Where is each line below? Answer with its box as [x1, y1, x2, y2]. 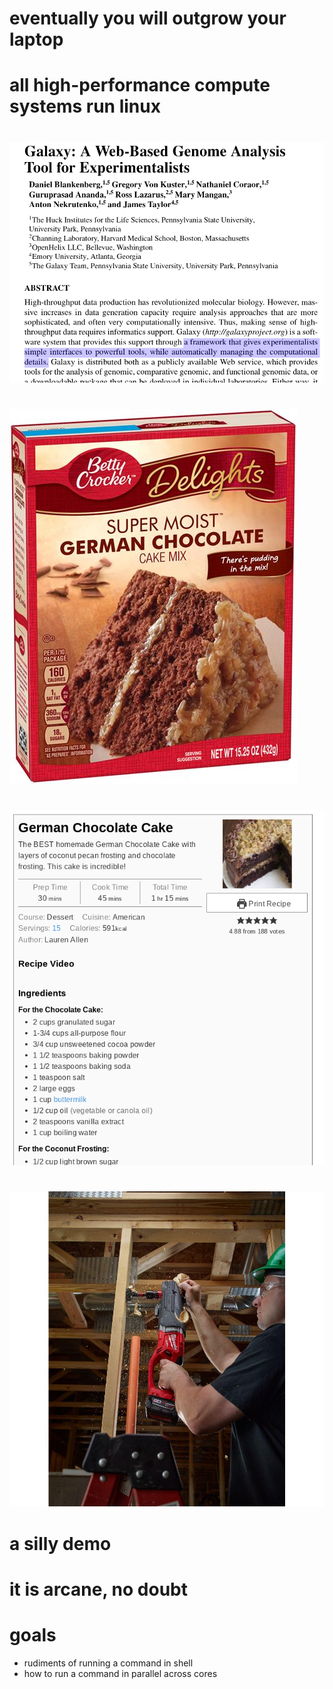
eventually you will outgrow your [9, 7, 287, 30]
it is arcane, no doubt [9, 1578, 188, 1601]
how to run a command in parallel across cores [23, 1667, 218, 1679]
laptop [9, 28, 64, 51]
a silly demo [9, 1532, 112, 1555]
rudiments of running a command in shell [23, 1657, 194, 1669]
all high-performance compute [9, 74, 271, 97]
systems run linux [9, 95, 161, 118]
